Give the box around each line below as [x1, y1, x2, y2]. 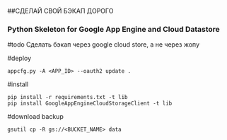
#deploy [7, 54, 32, 63]
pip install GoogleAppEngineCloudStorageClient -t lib [7, 100, 173, 107]
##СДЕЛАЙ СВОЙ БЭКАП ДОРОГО [7, 7, 114, 15]
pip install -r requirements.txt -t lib [7, 94, 129, 101]
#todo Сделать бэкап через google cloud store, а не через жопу [7, 40, 200, 49]
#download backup [7, 112, 64, 121]
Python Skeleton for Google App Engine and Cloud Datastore [7, 24, 221, 34]
